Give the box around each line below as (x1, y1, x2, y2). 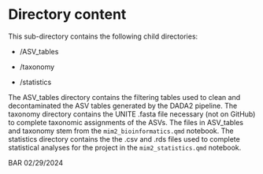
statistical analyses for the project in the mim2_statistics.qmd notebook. (8, 143, 242, 152)
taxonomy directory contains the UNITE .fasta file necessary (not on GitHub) (8, 109, 256, 119)
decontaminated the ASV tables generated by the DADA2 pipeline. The (8, 101, 238, 110)
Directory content (8, 6, 127, 24)
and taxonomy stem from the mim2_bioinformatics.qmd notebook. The (8, 126, 234, 135)
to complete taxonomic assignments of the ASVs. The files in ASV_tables (8, 117, 244, 127)
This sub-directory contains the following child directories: (8, 31, 198, 41)
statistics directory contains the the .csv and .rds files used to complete (8, 134, 240, 143)
